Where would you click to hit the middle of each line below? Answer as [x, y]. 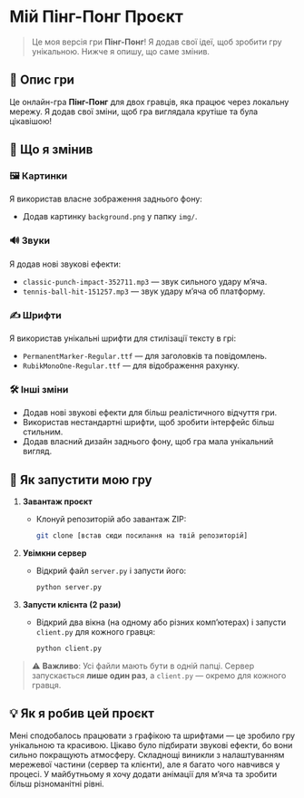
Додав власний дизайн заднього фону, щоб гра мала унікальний [148, 442]
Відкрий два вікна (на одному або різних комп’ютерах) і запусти [161, 622]
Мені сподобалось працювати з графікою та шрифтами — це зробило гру [152, 735]
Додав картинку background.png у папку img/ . [110, 217]
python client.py [69, 648]
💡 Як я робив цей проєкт [82, 714]
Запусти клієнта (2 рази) [72, 604]
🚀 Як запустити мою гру [81, 479]
